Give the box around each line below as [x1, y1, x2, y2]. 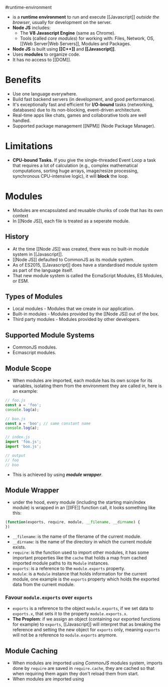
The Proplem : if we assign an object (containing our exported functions [12, 616, 160, 622]
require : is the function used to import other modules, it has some [12, 549, 149, 555]
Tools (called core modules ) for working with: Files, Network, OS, [20, 35, 154, 41]
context [12, 212, 29, 218]
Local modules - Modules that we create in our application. [12, 306, 134, 312]
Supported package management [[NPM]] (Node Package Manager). [12, 123, 155, 129]
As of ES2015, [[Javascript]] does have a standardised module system [12, 262, 158, 268]
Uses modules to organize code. [12, 51, 81, 57]
